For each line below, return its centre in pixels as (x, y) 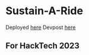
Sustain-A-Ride (44, 11)
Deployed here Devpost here (41, 27)
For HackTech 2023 (42, 46)
